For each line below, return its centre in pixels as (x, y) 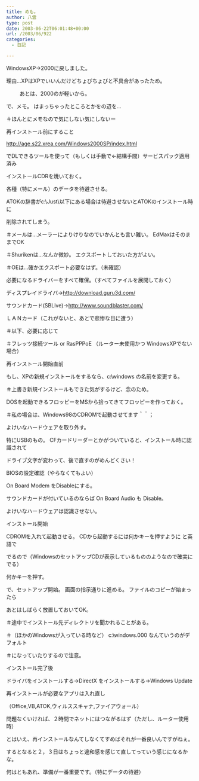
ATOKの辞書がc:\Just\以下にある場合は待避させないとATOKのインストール (97, 202)
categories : (21, 39)
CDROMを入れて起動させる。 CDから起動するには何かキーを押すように (94, 536)
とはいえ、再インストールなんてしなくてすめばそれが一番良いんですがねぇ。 (100, 739)
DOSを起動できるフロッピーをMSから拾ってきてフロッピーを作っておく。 (96, 402)
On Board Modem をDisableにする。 (51, 486)
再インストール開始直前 (35, 364)
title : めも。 (22, 12)
